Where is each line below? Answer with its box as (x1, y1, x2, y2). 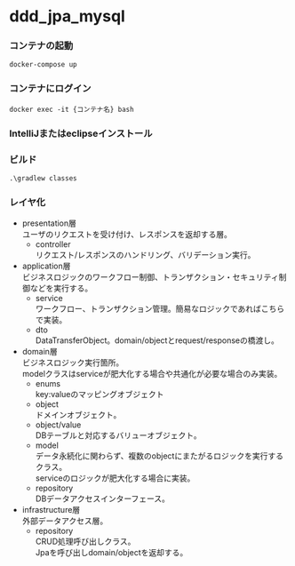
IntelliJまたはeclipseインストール (9, 127, 153, 140)
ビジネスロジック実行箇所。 (21, 357, 124, 368)
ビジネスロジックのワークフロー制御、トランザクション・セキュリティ (21, 272, 279, 283)
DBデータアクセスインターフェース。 (35, 493, 171, 504)
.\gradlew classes (9, 174, 77, 183)
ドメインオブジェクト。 (35, 410, 122, 420)
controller (35, 239, 71, 250)
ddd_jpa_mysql (9, 6, 126, 27)
